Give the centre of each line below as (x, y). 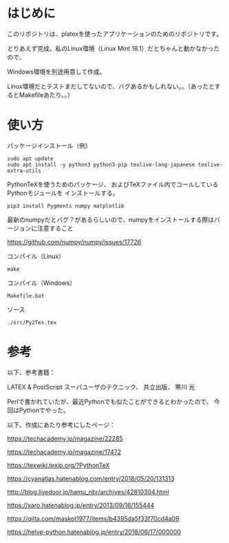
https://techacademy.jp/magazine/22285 (65, 438)
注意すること (55, 228)
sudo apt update (30, 158)
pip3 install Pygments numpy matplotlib (66, 206)
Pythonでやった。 (44, 410)
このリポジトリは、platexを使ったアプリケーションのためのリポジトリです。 (115, 34)
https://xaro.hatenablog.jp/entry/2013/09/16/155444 (81, 505)
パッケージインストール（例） (49, 145)
